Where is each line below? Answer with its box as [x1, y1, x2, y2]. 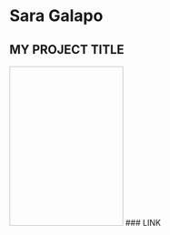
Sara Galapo [9, 5, 104, 26]
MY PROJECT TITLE [9, 42, 125, 57]
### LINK [125, 218, 162, 228]
